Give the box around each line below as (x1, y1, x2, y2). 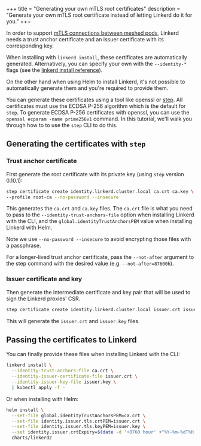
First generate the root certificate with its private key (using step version (6, 170, 184, 177)
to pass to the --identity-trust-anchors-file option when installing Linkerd (6, 211, 194, 218)
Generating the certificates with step (6, 139, 146, 149)
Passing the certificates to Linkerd (6, 335, 137, 345)
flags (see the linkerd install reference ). (6, 67, 103, 74)
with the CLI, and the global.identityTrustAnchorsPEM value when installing (6, 218, 193, 225)
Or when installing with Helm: (6, 395, 79, 402)
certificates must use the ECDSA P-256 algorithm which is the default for (6, 103, 186, 110)
